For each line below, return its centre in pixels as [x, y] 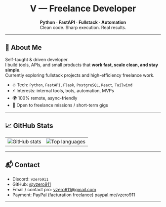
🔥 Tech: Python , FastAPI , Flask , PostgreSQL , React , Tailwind [72, 85]
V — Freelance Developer [83, 9]
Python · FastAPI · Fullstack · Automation [83, 22]
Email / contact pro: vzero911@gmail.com [54, 190]
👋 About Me [23, 48]
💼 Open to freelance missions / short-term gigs [60, 105]
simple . [13, 70]
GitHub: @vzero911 [32, 184]
